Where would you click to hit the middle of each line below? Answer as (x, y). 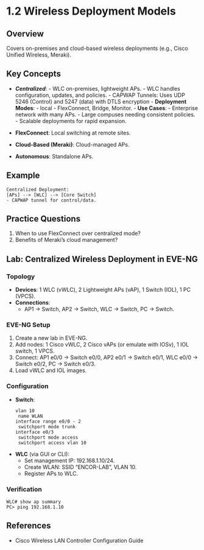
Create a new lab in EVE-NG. (51, 338)
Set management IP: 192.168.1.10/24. (69, 460)
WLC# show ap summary (34, 502)
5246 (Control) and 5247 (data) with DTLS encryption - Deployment (101, 101)
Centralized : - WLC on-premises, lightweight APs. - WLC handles (98, 88)
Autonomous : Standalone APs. (54, 156)
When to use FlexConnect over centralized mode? (78, 233)
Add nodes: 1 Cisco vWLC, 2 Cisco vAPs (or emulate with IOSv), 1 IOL (102, 345)
